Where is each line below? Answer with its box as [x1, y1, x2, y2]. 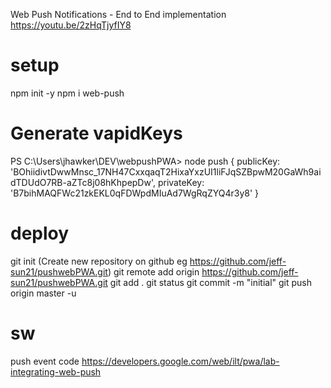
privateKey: [157, 176, 205, 188]
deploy [10, 222, 70, 245]
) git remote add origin [107, 265, 200, 278]
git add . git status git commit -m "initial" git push [109, 276, 313, 288]
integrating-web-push [10, 365, 102, 378]
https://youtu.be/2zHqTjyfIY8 [10, 19, 132, 31]
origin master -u [10, 287, 77, 299]
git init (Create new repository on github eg [10, 255, 188, 267]
